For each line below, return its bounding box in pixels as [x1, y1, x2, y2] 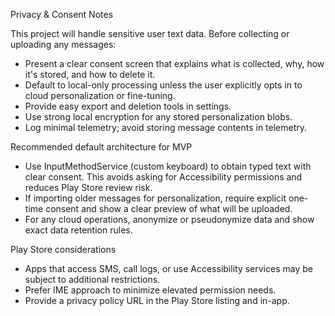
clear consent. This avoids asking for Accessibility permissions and [24, 171, 303, 183]
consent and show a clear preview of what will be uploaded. [45, 203, 293, 214]
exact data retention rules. [24, 224, 133, 236]
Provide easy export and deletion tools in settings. [24, 100, 232, 112]
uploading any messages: [10, 39, 117, 50]
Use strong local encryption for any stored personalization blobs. [24, 111, 293, 123]
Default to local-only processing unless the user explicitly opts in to [24, 79, 303, 91]
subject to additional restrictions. [24, 274, 161, 285]
